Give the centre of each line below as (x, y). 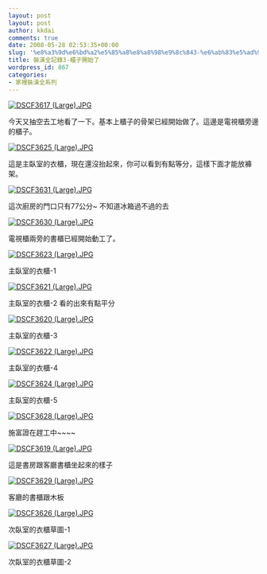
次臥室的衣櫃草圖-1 (39, 529)
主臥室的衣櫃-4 (33, 368)
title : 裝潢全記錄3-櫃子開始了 (54, 61)
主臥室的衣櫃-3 (33, 335)
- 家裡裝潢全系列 (33, 82)
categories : (28, 75)
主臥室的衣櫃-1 (33, 271)
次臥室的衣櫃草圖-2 (40, 561)
